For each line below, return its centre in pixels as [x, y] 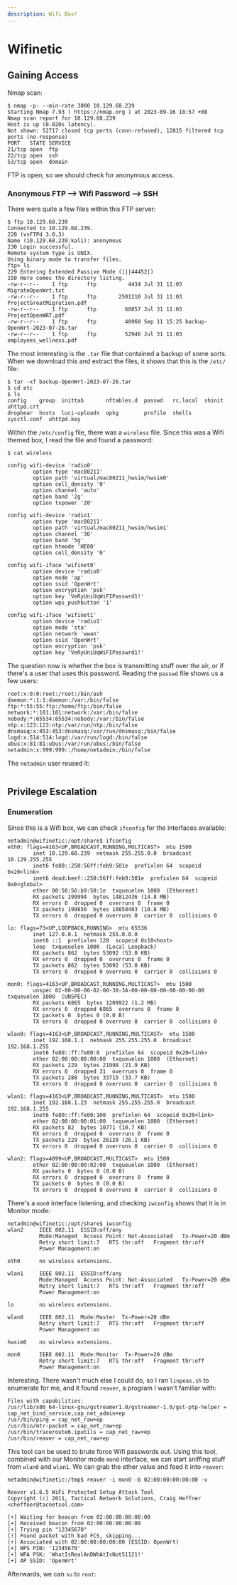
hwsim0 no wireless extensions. [60, 1342]
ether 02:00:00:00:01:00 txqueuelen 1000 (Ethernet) [116, 1121]
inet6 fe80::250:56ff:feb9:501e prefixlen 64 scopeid [117, 866]
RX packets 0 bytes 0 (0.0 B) [79, 1171]
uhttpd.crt [23, 407]
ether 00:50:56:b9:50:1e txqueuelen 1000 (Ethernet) [116, 890]
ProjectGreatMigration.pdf [47, 303]
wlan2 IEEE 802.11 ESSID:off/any [65, 1230]
